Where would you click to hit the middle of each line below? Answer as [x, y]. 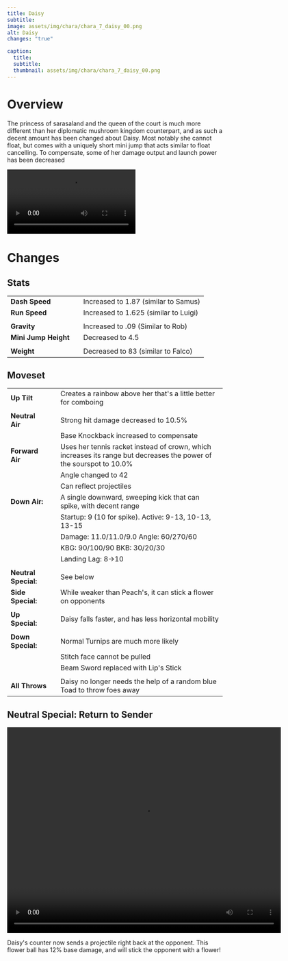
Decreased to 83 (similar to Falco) [138, 351]
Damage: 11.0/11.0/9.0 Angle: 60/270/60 [129, 537]
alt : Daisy [23, 33]
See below [77, 577]
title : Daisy [26, 13]
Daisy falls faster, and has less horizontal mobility [140, 619]
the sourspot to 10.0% [97, 464]
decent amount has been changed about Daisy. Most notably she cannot [109, 138]
